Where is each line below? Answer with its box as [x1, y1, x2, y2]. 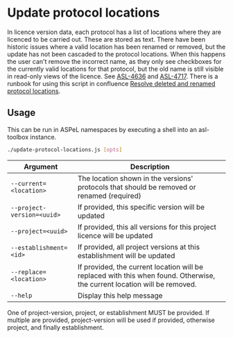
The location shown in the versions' [77, 174, 193, 183]
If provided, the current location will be [77, 262, 203, 271]
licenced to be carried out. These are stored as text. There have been [7, 35, 206, 43]
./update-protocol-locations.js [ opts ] [7, 146, 123, 153]
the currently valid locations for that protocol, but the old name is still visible [7, 65, 224, 73]
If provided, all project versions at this [77, 242, 200, 251]
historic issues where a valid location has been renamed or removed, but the [7, 42, 226, 51]
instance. [30, 133, 57, 141]
